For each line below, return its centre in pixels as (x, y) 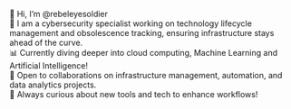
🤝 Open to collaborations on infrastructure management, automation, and (146, 75)
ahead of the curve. (46, 42)
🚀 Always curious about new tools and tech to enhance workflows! (134, 94)
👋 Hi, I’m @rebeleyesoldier (59, 14)
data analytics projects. (53, 85)
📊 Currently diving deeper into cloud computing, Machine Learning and (144, 53)
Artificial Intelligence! (49, 66)
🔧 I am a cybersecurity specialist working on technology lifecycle (131, 23)
